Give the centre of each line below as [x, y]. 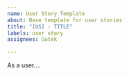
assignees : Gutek [32, 40]
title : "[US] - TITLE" [40, 26]
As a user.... [24, 65]
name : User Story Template [46, 14]
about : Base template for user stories [65, 20]
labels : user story [35, 33]
